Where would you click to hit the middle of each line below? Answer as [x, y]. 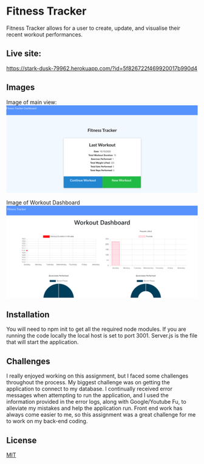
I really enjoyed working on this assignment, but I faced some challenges [97, 376]
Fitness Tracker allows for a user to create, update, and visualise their [93, 28]
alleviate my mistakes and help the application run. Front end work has [94, 408]
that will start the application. [42, 342]
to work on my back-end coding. [47, 421]
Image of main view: [32, 102]
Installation [28, 314]
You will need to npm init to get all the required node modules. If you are [96, 329]
